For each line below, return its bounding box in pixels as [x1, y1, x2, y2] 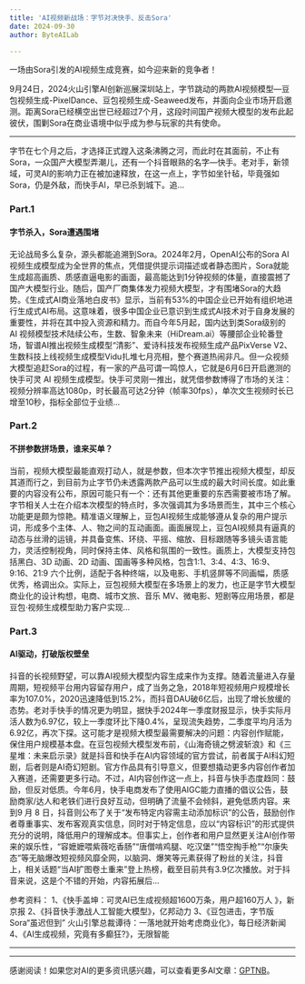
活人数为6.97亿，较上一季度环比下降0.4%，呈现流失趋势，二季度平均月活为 [9, 716, 292, 727]
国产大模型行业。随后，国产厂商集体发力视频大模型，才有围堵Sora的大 [9, 283, 274, 294]
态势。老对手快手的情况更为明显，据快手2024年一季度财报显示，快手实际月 [9, 704, 292, 715]
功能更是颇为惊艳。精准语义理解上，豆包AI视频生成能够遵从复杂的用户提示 [9, 510, 288, 521]
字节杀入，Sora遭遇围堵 [9, 226, 100, 237]
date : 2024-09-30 [9, 22, 75, 31]
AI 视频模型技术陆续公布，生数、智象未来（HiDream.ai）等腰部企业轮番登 [9, 328, 284, 339]
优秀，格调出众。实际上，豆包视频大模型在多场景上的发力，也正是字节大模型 [9, 578, 296, 589]
